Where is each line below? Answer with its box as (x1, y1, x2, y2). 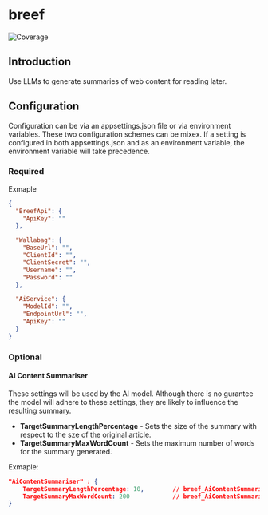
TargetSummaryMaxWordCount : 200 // (22, 493, 180, 501)
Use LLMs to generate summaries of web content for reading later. (8, 76, 227, 85)
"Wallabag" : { (15, 236, 62, 244)
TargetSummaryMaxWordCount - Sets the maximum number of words (19, 438, 255, 448)
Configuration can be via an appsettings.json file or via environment (8, 121, 231, 130)
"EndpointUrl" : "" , (22, 310, 88, 319)
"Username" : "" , (22, 266, 77, 274)
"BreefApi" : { (15, 207, 62, 215)
